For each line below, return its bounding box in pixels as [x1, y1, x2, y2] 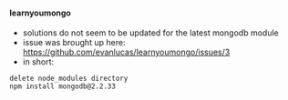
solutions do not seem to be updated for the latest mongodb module [22, 27, 280, 38]
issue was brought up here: [22, 37, 126, 48]
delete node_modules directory [9, 74, 129, 84]
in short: [22, 56, 55, 67]
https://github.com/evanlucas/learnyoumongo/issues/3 [22, 46, 231, 58]
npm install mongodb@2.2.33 [9, 82, 117, 91]
